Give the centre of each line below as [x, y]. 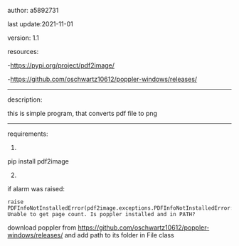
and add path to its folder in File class [119, 235]
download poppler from [42, 228]
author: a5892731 [33, 10]
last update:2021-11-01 [40, 24]
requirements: [28, 134]
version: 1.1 [23, 38]
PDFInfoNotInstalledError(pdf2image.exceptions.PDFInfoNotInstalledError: [121, 208]
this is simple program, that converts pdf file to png [83, 113]
